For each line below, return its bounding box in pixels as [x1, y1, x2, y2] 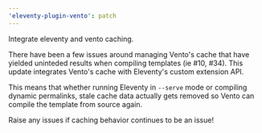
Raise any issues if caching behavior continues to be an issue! [8, 114, 215, 125]
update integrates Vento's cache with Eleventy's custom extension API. [8, 66, 244, 77]
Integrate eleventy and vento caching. [8, 34, 134, 44]
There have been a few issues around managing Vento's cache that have [8, 49, 250, 59]
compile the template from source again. [8, 99, 143, 109]
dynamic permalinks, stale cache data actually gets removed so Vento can [8, 90, 255, 101]
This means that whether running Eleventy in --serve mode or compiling [8, 82, 248, 92]
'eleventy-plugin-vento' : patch [8, 11, 117, 20]
